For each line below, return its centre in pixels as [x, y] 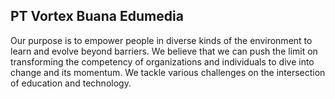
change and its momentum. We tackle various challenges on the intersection [168, 72]
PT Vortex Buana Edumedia [97, 16]
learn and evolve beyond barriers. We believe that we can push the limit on [164, 51]
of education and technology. [71, 83]
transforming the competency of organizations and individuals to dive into [162, 61]
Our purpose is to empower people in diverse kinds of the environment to [161, 40]
